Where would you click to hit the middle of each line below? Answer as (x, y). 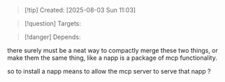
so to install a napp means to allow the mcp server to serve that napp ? (109, 71)
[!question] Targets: (53, 23)
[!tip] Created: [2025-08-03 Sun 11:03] (80, 10)
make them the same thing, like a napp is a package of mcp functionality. (112, 58)
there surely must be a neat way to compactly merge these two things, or (113, 50)
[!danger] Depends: (52, 37)
